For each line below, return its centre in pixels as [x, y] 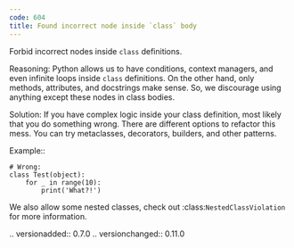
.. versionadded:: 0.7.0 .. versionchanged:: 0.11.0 [97, 234]
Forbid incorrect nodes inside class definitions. [96, 51]
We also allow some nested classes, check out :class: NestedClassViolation [147, 207]
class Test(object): [48, 175]
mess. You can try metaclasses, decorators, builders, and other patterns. [143, 133]
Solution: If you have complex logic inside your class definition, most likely [146, 114]
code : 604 [28, 17]
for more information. [48, 216]
